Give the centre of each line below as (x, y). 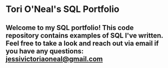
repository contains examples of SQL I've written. (84, 35)
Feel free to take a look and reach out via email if (82, 43)
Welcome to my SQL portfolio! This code (70, 28)
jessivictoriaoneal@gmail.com (54, 59)
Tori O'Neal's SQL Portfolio (62, 9)
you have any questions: (45, 51)
